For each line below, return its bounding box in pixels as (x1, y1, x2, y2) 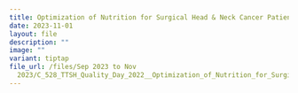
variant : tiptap (9, 54, 69, 63)
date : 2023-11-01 (9, 21, 74, 30)
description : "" (9, 37, 69, 47)
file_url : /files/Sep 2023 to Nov (9, 63, 137, 72)
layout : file (9, 29, 58, 38)
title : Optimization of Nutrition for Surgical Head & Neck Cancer (9, 12, 264, 22)
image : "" (9, 46, 46, 55)
